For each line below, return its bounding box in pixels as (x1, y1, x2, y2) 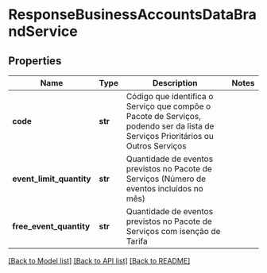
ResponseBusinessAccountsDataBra (8, 6, 257, 24)
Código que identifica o (126, 91, 214, 102)
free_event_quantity (12, 221, 91, 232)
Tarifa (126, 236, 149, 247)
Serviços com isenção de (126, 226, 221, 236)
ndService (8, 22, 78, 40)
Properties (8, 54, 62, 67)
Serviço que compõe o (126, 101, 211, 112)
